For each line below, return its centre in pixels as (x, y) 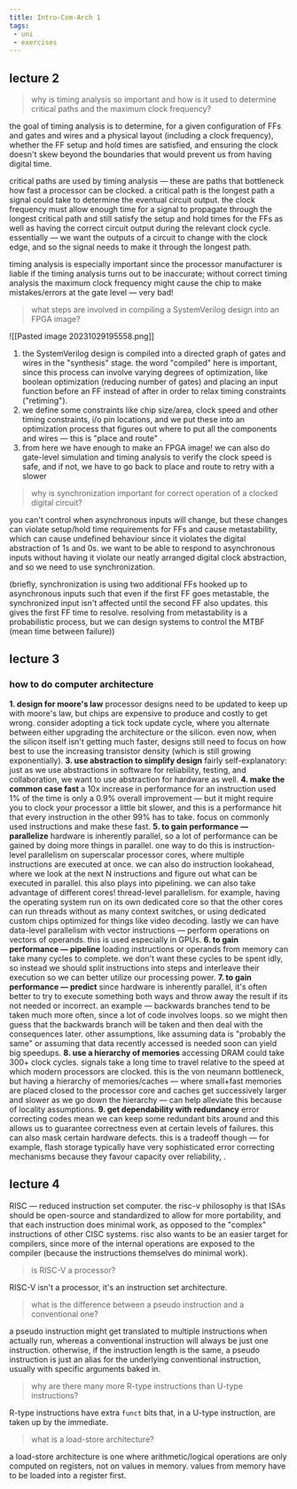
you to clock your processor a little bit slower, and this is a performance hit (145, 808)
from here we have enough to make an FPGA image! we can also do (146, 448)
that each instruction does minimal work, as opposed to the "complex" (138, 1225)
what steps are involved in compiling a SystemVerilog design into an (155, 310)
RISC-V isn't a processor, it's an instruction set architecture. (118, 1287)
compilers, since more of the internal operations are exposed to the (132, 1243)
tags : (19, 26)
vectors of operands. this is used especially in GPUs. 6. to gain (124, 939)
